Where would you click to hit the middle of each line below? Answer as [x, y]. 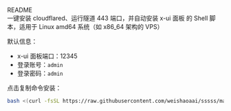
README [20, 10]
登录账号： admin [40, 64]
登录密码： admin [40, 73]
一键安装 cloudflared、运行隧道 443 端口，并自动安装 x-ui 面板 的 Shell [108, 18]
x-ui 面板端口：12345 [47, 56]
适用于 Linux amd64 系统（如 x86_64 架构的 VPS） [91, 27]
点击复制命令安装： [34, 88]
